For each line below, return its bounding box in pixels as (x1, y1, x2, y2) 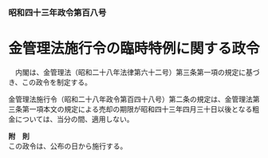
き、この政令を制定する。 (8, 77, 93, 87)
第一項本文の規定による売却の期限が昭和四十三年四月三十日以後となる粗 (22, 104, 260, 113)
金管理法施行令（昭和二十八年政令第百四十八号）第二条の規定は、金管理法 (8, 94, 253, 104)
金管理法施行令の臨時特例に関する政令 (8, 40, 261, 57)
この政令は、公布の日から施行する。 (8, 141, 128, 151)
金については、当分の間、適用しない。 (8, 114, 134, 124)
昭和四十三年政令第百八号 (8, 6, 107, 18)
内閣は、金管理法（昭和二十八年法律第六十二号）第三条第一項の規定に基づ (14, 67, 260, 77)
